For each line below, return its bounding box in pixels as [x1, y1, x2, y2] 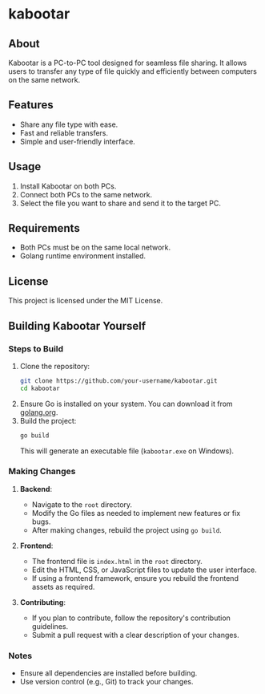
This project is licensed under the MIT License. [8, 296, 163, 306]
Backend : [19, 484, 53, 493]
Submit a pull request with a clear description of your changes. [31, 630, 239, 639]
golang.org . [19, 407, 58, 417]
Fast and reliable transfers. [19, 128, 109, 137]
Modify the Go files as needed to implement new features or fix [31, 508, 241, 517]
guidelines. [31, 621, 69, 631]
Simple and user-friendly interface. [19, 136, 136, 146]
